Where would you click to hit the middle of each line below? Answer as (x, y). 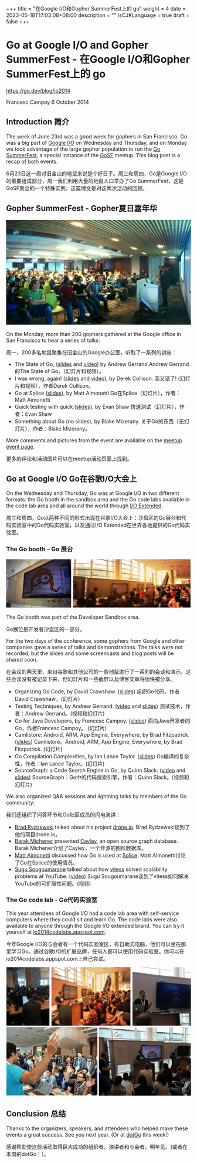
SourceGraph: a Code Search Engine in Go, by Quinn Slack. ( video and (100, 770)
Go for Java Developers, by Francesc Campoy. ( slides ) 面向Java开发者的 (102, 721)
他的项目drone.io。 (38, 834)
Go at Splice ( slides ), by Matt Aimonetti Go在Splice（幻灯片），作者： (98, 393)
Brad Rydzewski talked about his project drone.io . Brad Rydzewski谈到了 (102, 827)
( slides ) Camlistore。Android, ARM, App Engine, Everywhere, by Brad (98, 741)
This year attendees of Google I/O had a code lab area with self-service (93, 913)
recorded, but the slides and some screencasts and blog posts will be (90, 653)
